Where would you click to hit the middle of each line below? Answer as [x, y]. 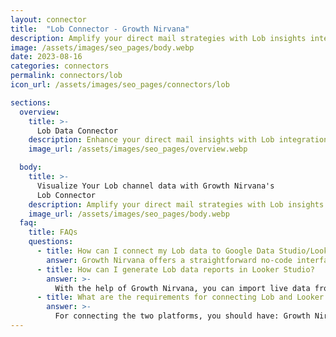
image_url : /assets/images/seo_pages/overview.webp [138, 149]
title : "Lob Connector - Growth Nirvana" [100, 29]
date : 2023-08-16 [46, 57]
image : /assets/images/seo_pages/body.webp [102, 47]
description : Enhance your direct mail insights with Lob [151, 140]
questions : [51, 242]
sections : [31, 102]
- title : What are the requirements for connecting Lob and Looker [180, 297]
